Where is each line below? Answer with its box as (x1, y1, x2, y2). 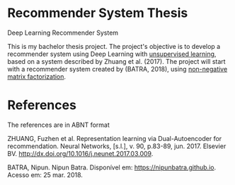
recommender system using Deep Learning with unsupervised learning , (7, 50, 217, 58)
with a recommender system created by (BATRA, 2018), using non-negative (7, 65, 228, 73)
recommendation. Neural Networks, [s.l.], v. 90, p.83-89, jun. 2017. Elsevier (7, 142, 227, 150)
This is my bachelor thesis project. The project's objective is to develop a (7, 42, 221, 50)
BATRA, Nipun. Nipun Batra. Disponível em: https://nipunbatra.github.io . (7, 163, 217, 172)
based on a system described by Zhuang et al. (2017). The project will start (7, 57, 226, 65)
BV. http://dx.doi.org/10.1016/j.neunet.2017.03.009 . (7, 149, 154, 157)
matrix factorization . (7, 72, 66, 81)
